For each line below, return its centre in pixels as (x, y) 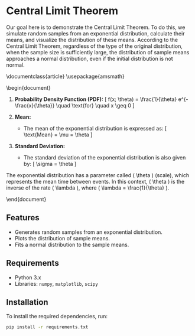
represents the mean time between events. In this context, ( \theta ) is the (95, 181)
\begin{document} (29, 87)
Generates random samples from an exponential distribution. (88, 232)
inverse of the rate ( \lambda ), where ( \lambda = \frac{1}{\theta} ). (88, 188)
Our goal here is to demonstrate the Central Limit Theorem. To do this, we (96, 27)
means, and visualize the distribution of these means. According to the (92, 40)
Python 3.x (28, 277)
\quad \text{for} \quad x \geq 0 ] (95, 105)
